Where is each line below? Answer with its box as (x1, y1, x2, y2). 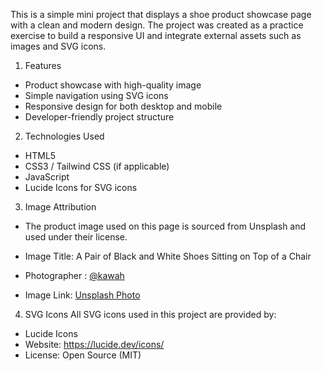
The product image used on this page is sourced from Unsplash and (24, 220, 307, 232)
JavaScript (24, 171, 70, 183)
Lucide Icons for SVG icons (24, 182, 138, 193)
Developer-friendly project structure (24, 111, 175, 123)
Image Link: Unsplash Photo (24, 289, 141, 301)
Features (24, 60, 62, 71)
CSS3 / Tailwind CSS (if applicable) (24, 160, 170, 172)
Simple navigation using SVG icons (24, 90, 169, 101)
